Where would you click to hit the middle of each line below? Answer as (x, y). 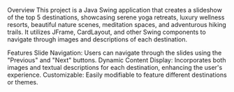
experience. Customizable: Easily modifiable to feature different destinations (117, 75)
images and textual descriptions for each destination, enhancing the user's (115, 67)
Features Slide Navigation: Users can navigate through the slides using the (115, 53)
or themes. (23, 82)
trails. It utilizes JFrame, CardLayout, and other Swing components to (107, 32)
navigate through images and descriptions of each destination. (97, 39)
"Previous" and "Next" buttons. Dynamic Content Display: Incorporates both (117, 60)
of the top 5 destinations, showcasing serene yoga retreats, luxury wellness (116, 17)
